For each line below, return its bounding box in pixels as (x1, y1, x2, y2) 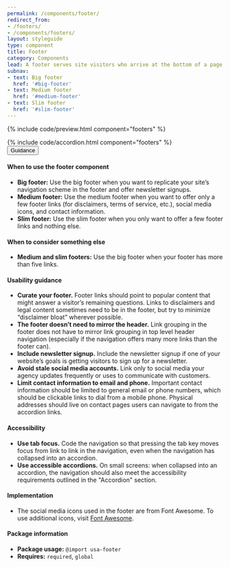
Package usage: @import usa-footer (16, 544, 122, 553)
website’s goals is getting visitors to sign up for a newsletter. (16, 357, 188, 365)
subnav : (7, 67, 30, 74)
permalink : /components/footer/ (7, 10, 100, 17)
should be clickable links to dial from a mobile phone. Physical (16, 393, 194, 402)
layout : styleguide (7, 36, 63, 43)
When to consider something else (7, 238, 106, 246)
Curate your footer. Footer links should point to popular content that (16, 291, 211, 300)
